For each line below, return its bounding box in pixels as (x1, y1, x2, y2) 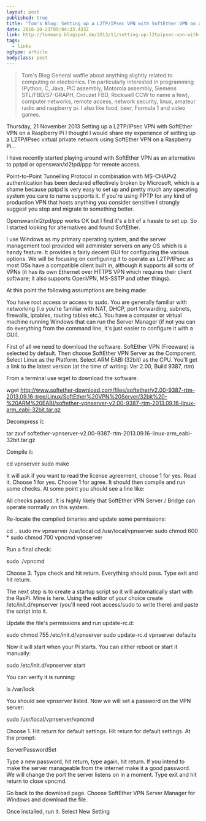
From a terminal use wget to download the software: (6, 374, 139, 381)
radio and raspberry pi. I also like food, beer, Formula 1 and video (21, 104, 186, 111)
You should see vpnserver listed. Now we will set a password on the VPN (6, 697, 191, 704)
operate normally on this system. (6, 503, 90, 510)
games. (21, 111, 41, 118)
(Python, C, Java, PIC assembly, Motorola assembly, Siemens (21, 84, 177, 92)
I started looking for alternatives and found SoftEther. (6, 224, 140, 231)
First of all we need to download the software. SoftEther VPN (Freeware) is (6, 343, 195, 350)
